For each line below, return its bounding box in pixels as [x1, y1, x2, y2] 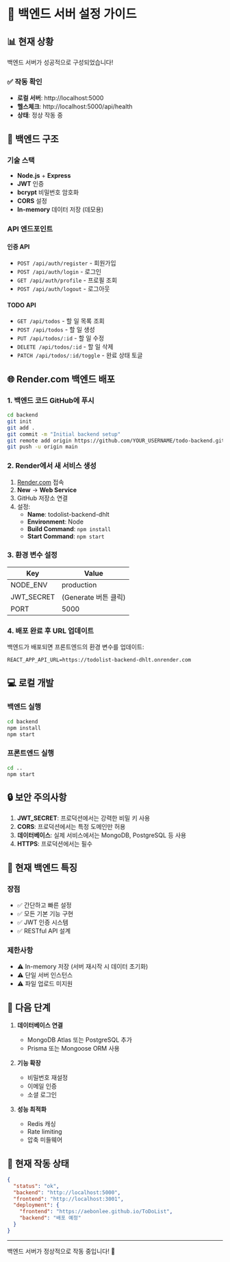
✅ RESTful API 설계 [16, 927, 71, 935]
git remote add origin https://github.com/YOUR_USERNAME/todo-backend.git [7, 437, 225, 444]
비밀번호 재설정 [27, 1073, 68, 1082]
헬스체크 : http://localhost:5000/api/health [16, 102, 133, 110]
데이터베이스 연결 [16, 1021, 64, 1029]
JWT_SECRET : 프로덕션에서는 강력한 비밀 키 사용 [16, 814, 151, 822]
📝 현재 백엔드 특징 [7, 862, 77, 874]
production [61, 580, 97, 589]
